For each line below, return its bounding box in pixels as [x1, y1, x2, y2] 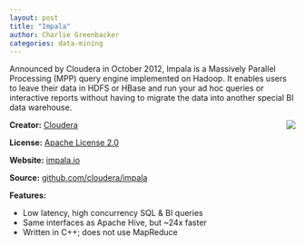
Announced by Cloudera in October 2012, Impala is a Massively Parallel [9, 64, 276, 74]
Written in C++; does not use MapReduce [22, 227, 179, 238]
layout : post [9, 13, 59, 23]
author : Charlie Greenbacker [9, 30, 120, 39]
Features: [9, 190, 47, 201]
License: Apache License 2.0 [9, 137, 120, 148]
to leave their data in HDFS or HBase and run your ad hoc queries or [9, 83, 264, 93]
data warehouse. [9, 102, 73, 113]
